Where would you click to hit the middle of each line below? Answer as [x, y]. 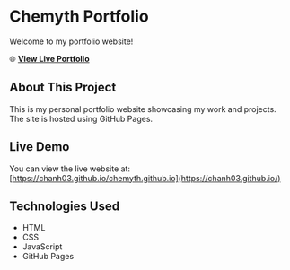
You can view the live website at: [70, 169]
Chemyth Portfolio [79, 17]
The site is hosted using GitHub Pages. [81, 118]
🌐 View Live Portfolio [49, 58]
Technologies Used [64, 206]
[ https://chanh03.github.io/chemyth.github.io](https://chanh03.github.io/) [145, 178]
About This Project [63, 87]
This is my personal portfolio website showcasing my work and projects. [143, 109]
